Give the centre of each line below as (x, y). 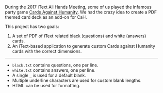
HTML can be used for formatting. (46, 86)
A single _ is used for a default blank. (49, 75)
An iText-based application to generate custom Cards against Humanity (83, 46)
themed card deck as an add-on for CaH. (46, 17)
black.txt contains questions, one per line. (55, 65)
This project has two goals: (32, 27)
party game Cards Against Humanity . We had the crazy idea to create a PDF (81, 12)
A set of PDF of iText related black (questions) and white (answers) (79, 36)
